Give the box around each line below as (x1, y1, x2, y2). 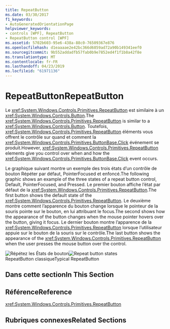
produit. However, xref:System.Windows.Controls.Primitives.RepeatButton (5, 145, 158, 151)
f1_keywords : (5, 17, 33, 22)
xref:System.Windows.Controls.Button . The (5, 112, 94, 118)
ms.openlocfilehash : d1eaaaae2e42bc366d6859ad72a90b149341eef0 (5, 45, 142, 50)
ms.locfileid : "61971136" (5, 69, 60, 74)
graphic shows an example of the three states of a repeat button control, (5, 176, 157, 182)
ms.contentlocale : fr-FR (5, 59, 58, 64)
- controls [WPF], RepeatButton (5, 31, 74, 36)
